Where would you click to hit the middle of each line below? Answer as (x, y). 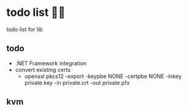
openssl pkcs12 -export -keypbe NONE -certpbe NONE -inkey (103, 76)
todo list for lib (25, 29)
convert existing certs (43, 70)
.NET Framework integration (51, 63)
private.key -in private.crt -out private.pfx (77, 82)
